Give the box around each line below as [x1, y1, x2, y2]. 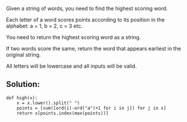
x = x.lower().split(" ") [16, 100, 80, 106]
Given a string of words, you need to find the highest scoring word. [6, 5, 168, 12]
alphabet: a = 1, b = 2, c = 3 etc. [6, 23, 83, 29]
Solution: [6, 79, 40, 89]
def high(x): [6, 95, 38, 101]
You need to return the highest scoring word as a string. [6, 34, 141, 40]
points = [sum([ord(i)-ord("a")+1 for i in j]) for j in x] [16, 105, 166, 111]
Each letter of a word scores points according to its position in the [6, 16, 165, 23]
